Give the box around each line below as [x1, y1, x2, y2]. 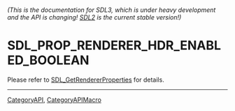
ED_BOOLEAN [7, 52, 90, 68]
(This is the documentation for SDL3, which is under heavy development [7, 6, 216, 14]
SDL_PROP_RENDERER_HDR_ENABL [7, 37, 222, 53]
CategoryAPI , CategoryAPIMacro [7, 95, 101, 104]
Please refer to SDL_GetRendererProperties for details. [7, 75, 164, 84]
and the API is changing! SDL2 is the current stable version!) [7, 13, 182, 21]
